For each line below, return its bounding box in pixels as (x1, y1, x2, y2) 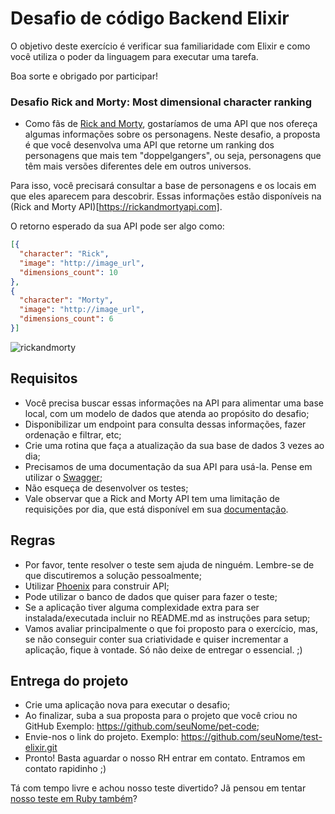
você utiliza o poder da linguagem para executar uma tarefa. (10, 50, 259, 62)
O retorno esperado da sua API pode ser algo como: (10, 220, 225, 232)
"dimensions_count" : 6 (19, 314, 114, 324)
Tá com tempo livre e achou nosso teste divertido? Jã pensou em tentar (10, 782, 307, 794)
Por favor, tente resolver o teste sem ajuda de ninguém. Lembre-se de (24, 558, 315, 571)
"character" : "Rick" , (19, 249, 110, 259)
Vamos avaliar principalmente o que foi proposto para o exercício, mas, (24, 622, 318, 634)
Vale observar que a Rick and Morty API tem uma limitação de (24, 492, 281, 504)
